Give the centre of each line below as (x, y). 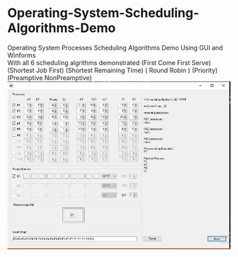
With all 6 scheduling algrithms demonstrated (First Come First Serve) (109, 62)
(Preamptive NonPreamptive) (50, 78)
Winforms (22, 55)
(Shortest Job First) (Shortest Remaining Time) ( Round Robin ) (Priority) (113, 70)
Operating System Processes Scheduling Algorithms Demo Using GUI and (115, 47)
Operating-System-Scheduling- (103, 13)
